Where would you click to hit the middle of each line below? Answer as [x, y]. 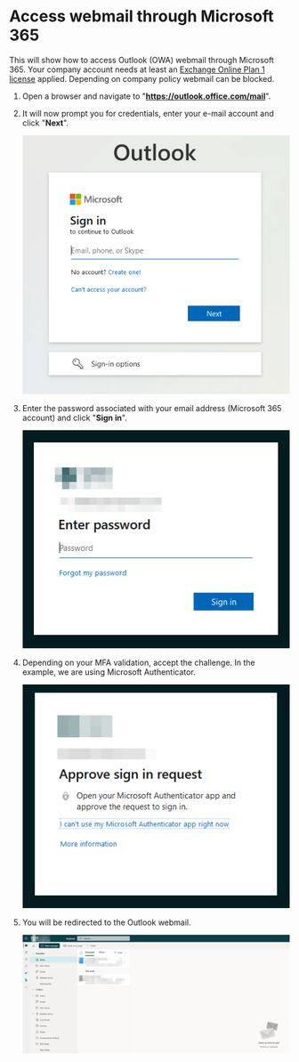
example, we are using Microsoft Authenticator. [109, 672]
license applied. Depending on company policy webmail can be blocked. [142, 78]
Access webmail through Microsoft [141, 16]
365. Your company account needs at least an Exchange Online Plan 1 [137, 69]
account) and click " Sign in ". [74, 418]
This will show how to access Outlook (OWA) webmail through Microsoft [141, 60]
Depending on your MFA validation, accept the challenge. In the [138, 662]
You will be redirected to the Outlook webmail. [106, 922]
